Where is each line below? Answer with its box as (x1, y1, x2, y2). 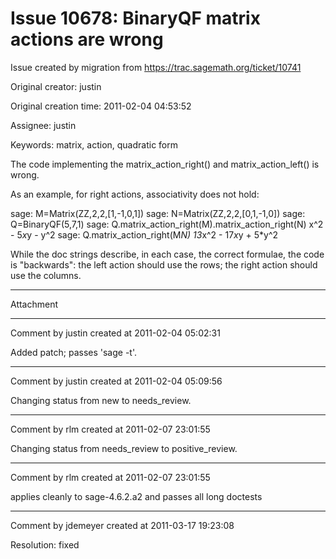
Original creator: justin (10, 80, 102, 92)
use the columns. (10, 269, 82, 281)
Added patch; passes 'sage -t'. (10, 346, 138, 358)
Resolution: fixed (10, 538, 80, 551)
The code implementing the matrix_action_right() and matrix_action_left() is (10, 158, 320, 170)
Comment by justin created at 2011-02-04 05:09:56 (10, 375, 223, 387)
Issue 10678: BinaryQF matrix (10, 7, 261, 30)
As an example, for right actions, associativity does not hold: (10, 188, 260, 200)
